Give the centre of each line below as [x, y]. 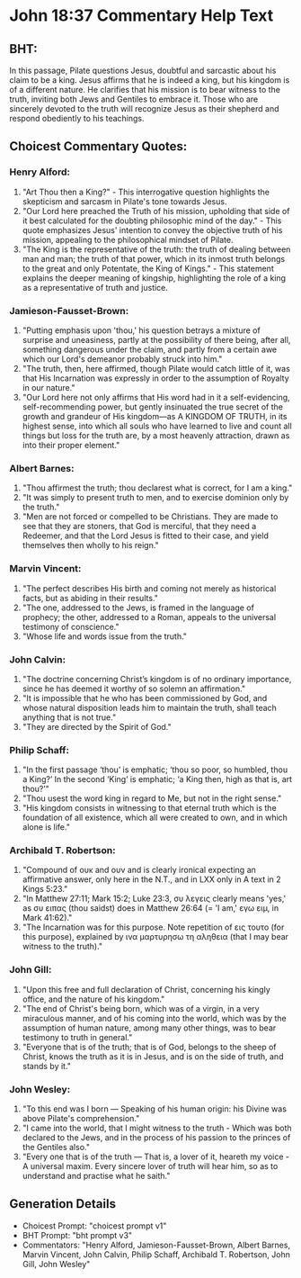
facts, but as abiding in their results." [90, 598]
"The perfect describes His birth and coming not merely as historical [149, 588]
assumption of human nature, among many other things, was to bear [149, 1028]
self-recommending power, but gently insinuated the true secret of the [152, 407]
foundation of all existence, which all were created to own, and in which [155, 818]
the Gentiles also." [56, 1147]
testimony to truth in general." [77, 1037]
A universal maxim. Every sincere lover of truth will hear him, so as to [150, 1166]
